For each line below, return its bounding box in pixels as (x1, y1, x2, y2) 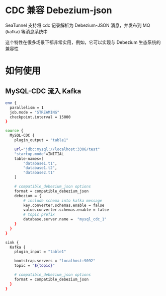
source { (5, 128, 24, 134)
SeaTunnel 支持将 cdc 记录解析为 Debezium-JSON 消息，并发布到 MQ (5, 22, 150, 28)
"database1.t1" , (23, 161, 57, 166)
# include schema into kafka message (23, 198, 102, 203)
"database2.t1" (23, 170, 55, 175)
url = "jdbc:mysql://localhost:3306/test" (14, 147, 100, 152)
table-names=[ (14, 156, 44, 161)
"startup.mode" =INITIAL (14, 151, 64, 156)
